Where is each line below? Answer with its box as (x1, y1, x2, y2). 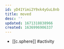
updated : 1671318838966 (5, 20, 53, 26)
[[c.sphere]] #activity (12, 38, 55, 44)
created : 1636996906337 (5, 25, 53, 30)
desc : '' (5, 16, 23, 21)
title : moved (5, 12, 32, 16)
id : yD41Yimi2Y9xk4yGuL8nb (5, 7, 60, 12)
